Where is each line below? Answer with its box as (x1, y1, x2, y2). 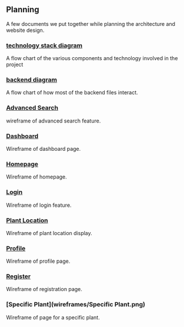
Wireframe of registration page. (6, 286, 82, 293)
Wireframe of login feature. (6, 202, 72, 209)
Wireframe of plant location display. (6, 229, 92, 236)
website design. (6, 27, 45, 34)
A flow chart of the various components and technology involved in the (6, 55, 178, 62)
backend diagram (6, 76, 58, 84)
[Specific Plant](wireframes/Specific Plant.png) (6, 300, 146, 309)
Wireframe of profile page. (6, 257, 71, 265)
